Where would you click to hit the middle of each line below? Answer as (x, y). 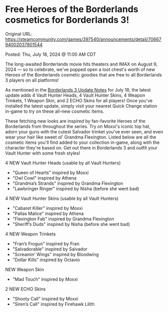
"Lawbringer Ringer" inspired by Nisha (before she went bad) (76, 188)
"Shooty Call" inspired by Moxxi (45, 298)
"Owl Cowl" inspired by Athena (44, 178)
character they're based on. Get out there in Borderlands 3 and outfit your (81, 147)
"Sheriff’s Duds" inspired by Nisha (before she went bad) (71, 224)
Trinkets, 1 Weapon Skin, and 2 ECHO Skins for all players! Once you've (79, 100)
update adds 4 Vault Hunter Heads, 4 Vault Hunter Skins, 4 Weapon (75, 95)
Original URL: (19, 34)
